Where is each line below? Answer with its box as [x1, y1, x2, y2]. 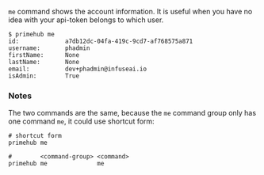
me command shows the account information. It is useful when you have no [8, 7, 253, 16]
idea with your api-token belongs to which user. [8, 15, 164, 25]
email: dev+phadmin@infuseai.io [8, 65, 147, 73]
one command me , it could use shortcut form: [8, 116, 155, 126]
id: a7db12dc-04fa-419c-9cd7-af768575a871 [8, 37, 193, 45]
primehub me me [8, 160, 105, 168]
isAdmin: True [8, 72, 80, 80]
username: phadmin [8, 44, 90, 52]
